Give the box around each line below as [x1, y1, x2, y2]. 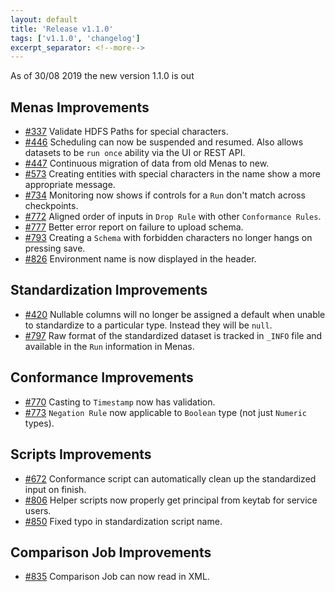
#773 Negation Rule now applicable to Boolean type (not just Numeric [24, 406, 308, 418]
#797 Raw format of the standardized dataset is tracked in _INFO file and [24, 329, 323, 341]
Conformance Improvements [10, 369, 194, 386]
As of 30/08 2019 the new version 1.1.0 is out [10, 70, 195, 82]
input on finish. [24, 483, 87, 495]
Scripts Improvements [10, 446, 152, 463]
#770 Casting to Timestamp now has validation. [24, 396, 216, 408]
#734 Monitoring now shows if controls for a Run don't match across [24, 189, 306, 201]
